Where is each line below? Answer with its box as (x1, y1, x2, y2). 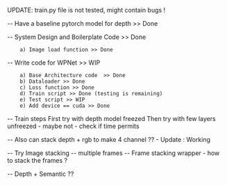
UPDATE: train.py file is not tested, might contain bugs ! (7, 6, 166, 14)
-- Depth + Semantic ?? (7, 170, 74, 178)
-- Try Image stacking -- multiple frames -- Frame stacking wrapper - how (7, 149, 220, 157)
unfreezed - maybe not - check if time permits (7, 122, 140, 130)
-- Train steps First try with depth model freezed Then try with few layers (7, 115, 217, 122)
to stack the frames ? (7, 156, 68, 164)
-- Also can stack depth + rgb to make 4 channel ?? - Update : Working (7, 136, 210, 143)
